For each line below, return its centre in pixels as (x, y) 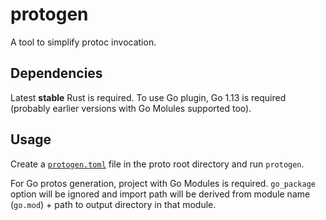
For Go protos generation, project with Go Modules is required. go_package (163, 183)
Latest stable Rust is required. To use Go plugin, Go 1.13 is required (148, 97)
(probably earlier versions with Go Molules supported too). (131, 108)
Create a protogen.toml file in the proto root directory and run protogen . (157, 164)
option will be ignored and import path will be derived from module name (160, 194)
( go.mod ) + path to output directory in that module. (113, 204)
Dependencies (56, 73)
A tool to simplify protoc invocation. (83, 42)
